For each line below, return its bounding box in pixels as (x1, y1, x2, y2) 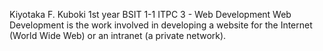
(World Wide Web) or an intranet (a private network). (9, 30, 227, 41)
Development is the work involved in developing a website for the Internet (9, 19, 313, 31)
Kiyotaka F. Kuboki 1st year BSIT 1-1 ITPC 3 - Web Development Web (9, 9, 292, 20)
